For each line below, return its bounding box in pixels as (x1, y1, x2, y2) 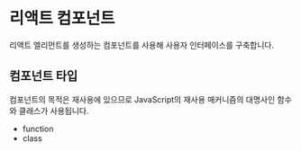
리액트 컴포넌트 (9, 8, 115, 29)
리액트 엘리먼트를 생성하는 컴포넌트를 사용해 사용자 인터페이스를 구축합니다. (9, 40, 275, 50)
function (22, 123, 54, 134)
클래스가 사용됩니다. (18, 105, 89, 116)
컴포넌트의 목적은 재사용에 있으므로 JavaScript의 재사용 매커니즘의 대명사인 (9, 93, 276, 104)
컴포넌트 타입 (9, 68, 78, 84)
